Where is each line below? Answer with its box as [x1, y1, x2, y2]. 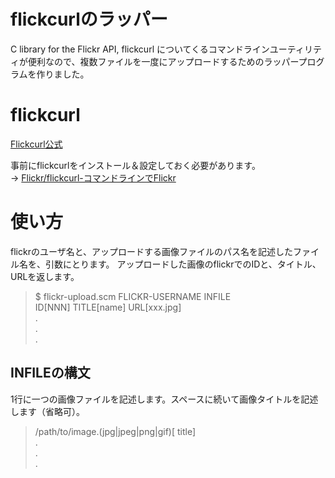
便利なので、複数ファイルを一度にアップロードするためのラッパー [27, 55, 299, 67]
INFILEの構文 [10, 365, 91, 382]
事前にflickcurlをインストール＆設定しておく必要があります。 [10, 159, 261, 171]
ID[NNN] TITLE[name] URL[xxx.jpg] [34, 301, 182, 313]
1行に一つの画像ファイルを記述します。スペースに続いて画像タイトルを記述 [10, 393, 319, 405]
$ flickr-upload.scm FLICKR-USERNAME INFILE [34, 290, 232, 302]
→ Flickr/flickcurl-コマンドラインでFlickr [10, 171, 177, 184]
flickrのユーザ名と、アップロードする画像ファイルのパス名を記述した [10, 245, 294, 257]
